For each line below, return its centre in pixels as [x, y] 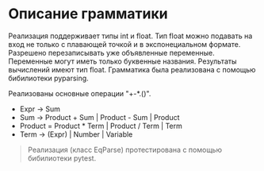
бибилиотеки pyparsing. [48, 78]
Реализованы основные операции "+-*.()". [80, 93]
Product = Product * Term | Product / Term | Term [101, 126]
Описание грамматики [88, 14]
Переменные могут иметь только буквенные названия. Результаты [122, 61]
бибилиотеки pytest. [62, 158]
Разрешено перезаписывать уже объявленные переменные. [112, 52]
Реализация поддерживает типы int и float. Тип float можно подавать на [130, 36]
